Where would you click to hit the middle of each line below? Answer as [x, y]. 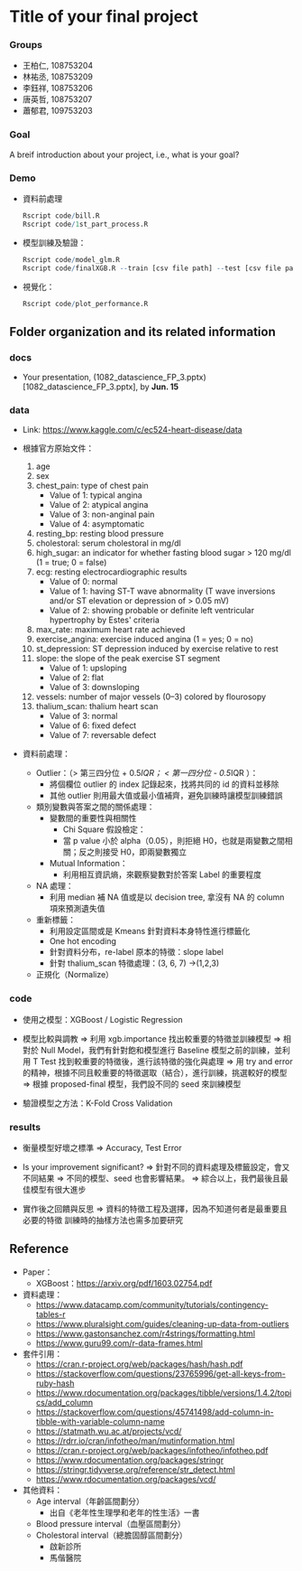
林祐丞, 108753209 [57, 77]
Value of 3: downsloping [94, 687]
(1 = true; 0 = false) [71, 563]
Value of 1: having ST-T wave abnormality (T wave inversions [162, 591]
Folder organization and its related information [143, 332]
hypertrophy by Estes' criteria [105, 620]
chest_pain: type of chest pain [92, 486]
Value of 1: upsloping [88, 668]
